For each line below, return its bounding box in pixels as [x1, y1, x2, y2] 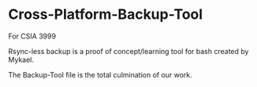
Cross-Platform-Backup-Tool [8, 5, 203, 24]
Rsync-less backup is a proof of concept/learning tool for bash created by [8, 46, 249, 56]
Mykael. [8, 55, 34, 64]
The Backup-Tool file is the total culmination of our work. [8, 70, 193, 79]
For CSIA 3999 [8, 31, 57, 41]
